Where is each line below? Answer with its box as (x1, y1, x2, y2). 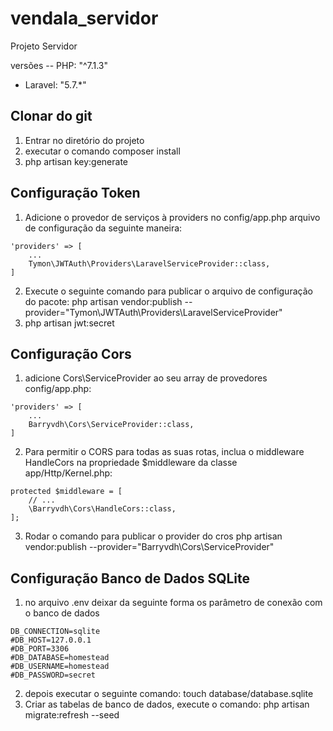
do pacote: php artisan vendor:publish (24, 295, 183, 307)
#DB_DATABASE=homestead (10, 653, 110, 663)
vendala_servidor (10, 7, 159, 30)
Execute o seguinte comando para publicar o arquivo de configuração (24, 285, 313, 297)
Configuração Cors (10, 345, 132, 362)
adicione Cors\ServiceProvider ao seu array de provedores (24, 372, 268, 384)
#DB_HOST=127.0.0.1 (10, 635, 92, 646)
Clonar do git (10, 108, 93, 125)
